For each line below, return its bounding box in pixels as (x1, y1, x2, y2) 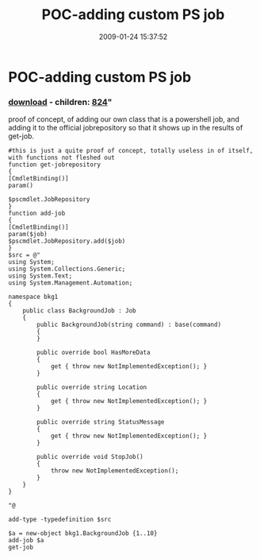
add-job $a (8, 537, 44, 545)
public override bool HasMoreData (36, 348, 151, 357)
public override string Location (36, 383, 147, 391)
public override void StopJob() (36, 453, 144, 461)
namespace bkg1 (8, 293, 59, 301)
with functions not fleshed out (8, 153, 115, 162)
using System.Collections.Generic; (8, 265, 126, 274)
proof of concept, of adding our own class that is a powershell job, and (8, 115, 240, 124)
